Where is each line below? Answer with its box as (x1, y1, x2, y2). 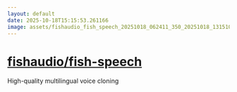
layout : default (7, 10, 55, 18)
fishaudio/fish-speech (7, 53, 142, 70)
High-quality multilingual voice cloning (7, 77, 119, 85)
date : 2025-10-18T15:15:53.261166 (7, 17, 109, 24)
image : (7, 23, 27, 30)
